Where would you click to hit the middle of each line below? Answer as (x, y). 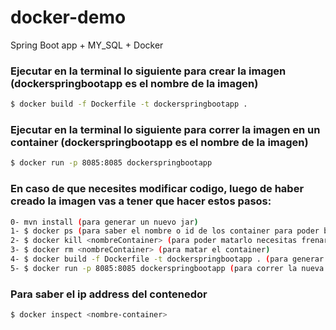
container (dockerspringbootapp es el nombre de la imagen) (159, 143)
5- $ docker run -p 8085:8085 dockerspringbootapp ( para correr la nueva (167, 268)
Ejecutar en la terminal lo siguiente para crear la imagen (148, 71)
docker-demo (68, 17)
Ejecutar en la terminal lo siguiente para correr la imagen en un (165, 130)
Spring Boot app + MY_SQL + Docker (87, 45)
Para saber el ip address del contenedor (109, 294)
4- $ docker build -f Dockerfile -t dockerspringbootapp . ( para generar (167, 259)
